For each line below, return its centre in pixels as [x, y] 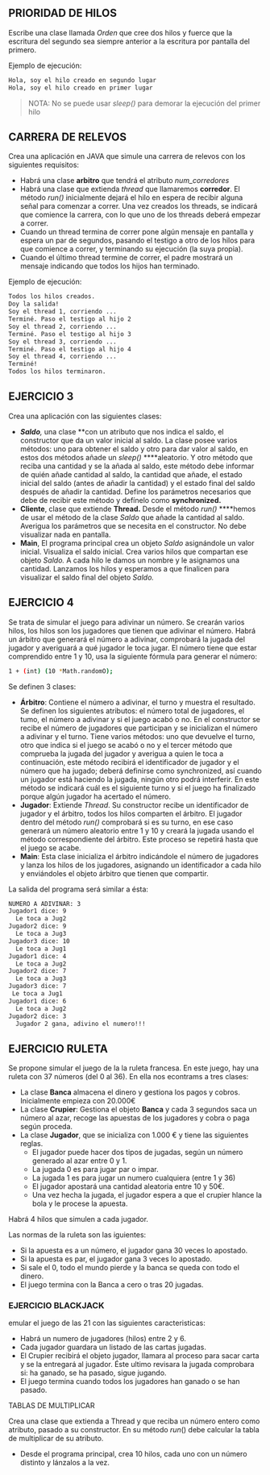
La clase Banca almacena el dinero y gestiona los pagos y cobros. [130, 1092]
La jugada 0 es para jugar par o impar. [95, 1170]
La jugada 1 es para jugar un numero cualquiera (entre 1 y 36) [134, 1178]
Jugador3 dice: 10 [39, 941]
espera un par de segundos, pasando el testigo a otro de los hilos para [137, 240]
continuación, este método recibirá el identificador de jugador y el [129, 762]
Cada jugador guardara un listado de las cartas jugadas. [113, 1347]
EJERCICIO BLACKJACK [56, 1306]
